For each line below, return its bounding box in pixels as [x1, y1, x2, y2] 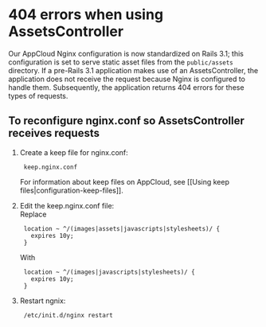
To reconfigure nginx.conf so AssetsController [8, 114, 245, 128]
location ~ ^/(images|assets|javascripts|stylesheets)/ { [23, 224, 221, 232]
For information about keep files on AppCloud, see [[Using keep [19, 177, 229, 186]
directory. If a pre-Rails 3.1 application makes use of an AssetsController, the [8, 65, 259, 75]
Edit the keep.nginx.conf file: [19, 200, 115, 210]
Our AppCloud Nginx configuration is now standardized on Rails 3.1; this [8, 49, 244, 58]
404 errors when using [8, 6, 164, 24]
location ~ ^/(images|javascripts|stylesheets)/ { [23, 268, 195, 276]
